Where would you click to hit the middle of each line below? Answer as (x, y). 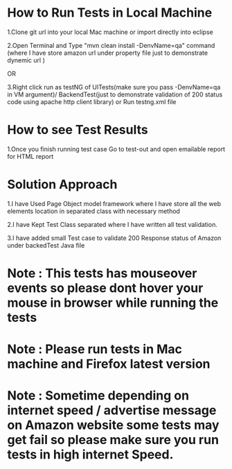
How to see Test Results (78, 130)
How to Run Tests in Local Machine (110, 13)
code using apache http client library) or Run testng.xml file (92, 101)
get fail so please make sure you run (113, 440)
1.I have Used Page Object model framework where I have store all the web (114, 203)
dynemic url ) (26, 60)
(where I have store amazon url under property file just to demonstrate (108, 53)
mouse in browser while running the (113, 302)
